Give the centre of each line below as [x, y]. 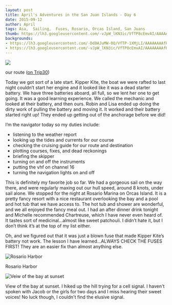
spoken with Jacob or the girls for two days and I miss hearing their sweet [83, 291]
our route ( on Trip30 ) [27, 72]
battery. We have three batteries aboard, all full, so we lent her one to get [82, 93]
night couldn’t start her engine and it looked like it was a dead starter [78, 87]
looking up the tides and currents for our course [63, 140]
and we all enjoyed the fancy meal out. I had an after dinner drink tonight [82, 209]
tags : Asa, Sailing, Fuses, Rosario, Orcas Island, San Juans [75, 29]
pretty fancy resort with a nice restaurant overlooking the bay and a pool [82, 198]
